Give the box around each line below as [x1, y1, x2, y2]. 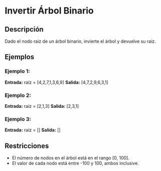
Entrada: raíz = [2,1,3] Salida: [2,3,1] [5, 103, 79, 109]
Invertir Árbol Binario [5, 5, 94, 17]
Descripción [5, 25, 44, 34]
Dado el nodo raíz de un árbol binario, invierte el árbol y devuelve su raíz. [5, 38, 156, 44]
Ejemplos [5, 53, 35, 61]
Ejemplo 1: [5, 68, 31, 75]
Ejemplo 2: [5, 92, 31, 99]
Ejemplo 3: [5, 115, 31, 122]
